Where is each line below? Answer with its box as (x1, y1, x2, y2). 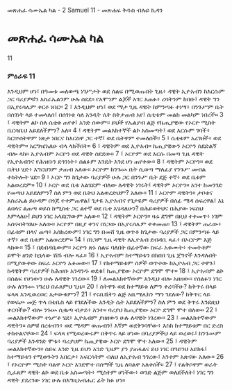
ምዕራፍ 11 (7, 71, 35, 80)
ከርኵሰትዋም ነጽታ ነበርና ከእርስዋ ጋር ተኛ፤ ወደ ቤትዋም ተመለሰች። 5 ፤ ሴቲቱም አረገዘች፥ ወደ (7, 134, 222, 142)
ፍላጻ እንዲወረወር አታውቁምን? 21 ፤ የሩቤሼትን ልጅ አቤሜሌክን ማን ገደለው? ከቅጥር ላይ (7, 290, 210, 298)
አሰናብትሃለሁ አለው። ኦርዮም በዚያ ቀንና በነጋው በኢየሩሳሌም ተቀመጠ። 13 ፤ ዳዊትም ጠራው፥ (7, 220, 222, 228)
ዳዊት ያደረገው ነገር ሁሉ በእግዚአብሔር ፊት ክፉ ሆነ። (7, 376, 126, 384)
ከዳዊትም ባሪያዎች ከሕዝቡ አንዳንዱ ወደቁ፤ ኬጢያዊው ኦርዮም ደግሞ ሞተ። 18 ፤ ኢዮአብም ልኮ (7, 266, 224, 275)
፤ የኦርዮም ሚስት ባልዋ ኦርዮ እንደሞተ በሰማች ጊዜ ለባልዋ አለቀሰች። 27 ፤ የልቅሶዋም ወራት (7, 360, 217, 368)
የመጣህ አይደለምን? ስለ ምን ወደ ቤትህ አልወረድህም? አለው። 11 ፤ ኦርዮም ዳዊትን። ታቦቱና (7, 189, 213, 197)
